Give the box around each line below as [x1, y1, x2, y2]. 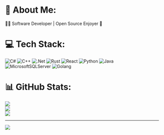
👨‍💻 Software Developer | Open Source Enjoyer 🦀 [5, 21, 102, 26]
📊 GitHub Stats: [5, 82, 72, 92]
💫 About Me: [5, 4, 57, 16]
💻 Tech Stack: [5, 39, 65, 50]
